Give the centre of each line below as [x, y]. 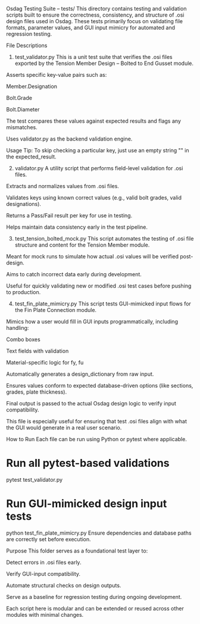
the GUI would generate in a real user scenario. [64, 428]
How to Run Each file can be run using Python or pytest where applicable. [97, 439]
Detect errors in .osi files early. [44, 562]
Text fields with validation [37, 351]
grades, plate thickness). [37, 392]
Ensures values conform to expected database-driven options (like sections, [100, 386]
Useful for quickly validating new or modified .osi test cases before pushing [99, 286]
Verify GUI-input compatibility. [43, 573]
